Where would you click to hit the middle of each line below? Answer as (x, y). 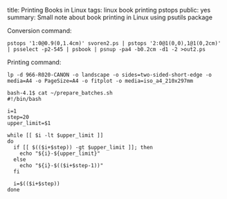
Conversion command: (39, 31)
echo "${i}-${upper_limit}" (60, 153)
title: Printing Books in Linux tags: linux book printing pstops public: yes (109, 10)
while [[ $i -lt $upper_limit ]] (55, 135)
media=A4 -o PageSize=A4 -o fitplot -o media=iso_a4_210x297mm (100, 81)
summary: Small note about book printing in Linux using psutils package (110, 17)
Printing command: (34, 62)
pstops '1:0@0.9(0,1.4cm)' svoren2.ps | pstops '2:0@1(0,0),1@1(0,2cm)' (114, 44)
